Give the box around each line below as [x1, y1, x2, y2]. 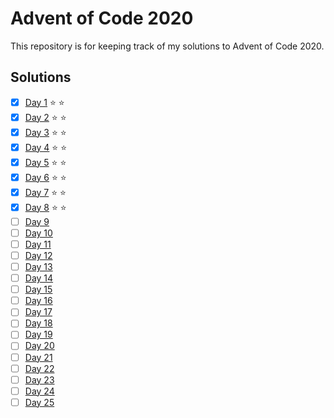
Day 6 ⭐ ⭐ [24, 171, 67, 183]
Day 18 [24, 317, 53, 329]
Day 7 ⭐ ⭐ [24, 186, 67, 198]
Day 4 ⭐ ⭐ [24, 141, 67, 153]
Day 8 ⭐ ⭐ [24, 201, 67, 213]
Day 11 [24, 238, 52, 250]
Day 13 [24, 261, 53, 272]
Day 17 [24, 306, 53, 318]
